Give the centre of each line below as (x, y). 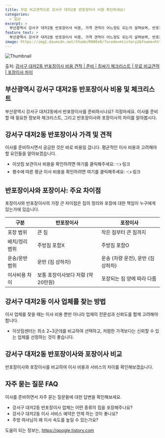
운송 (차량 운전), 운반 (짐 (128, 258)
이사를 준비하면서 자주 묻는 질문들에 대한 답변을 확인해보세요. (63, 397)
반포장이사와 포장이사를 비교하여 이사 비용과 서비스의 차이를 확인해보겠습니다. (79, 367)
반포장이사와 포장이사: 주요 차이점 (53, 190)
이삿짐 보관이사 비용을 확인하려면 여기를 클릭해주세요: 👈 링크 (71, 164)
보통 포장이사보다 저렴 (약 (65, 275)
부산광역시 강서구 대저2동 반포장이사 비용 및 (68, 89)
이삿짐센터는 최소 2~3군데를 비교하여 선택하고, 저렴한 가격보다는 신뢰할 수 (83, 331)
